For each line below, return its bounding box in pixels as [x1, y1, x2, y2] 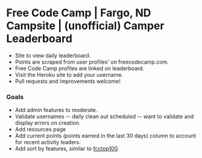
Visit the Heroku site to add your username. [14, 71, 124, 78]
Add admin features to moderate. [14, 107, 98, 114]
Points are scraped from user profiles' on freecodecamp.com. [14, 58, 169, 65]
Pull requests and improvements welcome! [14, 77, 121, 85]
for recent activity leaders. [14, 139, 81, 146]
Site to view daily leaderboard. [14, 51, 91, 59]
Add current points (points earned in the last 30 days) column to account [14, 132, 197, 139]
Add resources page [14, 126, 66, 133]
